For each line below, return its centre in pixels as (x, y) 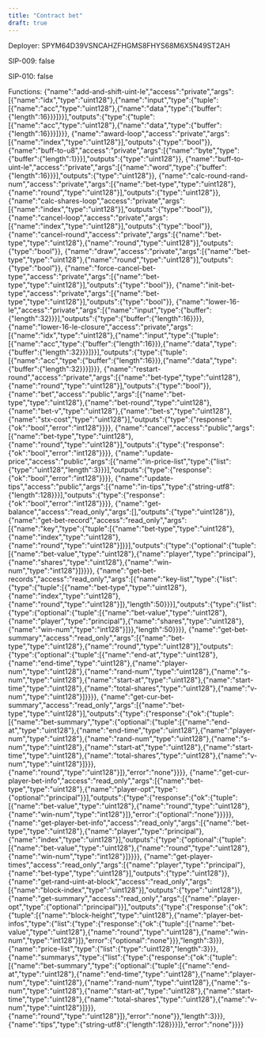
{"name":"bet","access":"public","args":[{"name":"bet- (97, 394)
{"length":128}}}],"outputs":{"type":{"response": (87, 494)
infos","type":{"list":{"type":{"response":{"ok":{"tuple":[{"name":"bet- (122, 923)
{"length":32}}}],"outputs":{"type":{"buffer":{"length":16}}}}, (106, 318)
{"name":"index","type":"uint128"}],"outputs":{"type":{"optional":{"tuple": (127, 839)
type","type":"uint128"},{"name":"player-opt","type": (93, 789)
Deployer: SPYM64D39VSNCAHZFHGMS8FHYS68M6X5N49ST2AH (119, 45)
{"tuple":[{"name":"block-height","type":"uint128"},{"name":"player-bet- (126, 915)
